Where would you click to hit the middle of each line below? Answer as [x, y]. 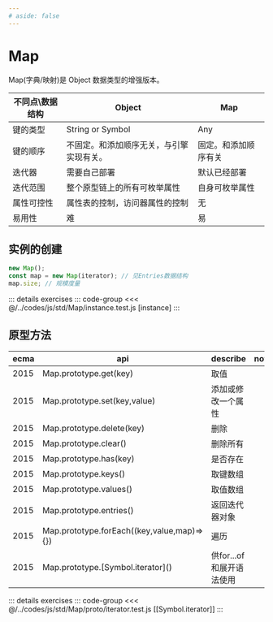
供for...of [228, 555]
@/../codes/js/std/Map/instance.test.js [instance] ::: [94, 308]
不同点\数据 [36, 102]
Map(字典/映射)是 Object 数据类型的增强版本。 [86, 80]
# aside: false [34, 16]
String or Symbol [98, 129]
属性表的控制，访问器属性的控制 [128, 202]
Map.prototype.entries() [88, 510]
